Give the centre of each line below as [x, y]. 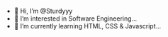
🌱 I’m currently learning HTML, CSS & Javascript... [88, 26]
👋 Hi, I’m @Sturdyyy [43, 11]
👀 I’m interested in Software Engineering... [75, 18]
